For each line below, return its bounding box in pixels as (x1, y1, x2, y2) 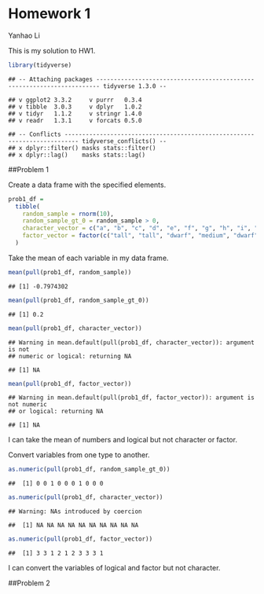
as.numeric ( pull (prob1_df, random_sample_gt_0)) (8, 465, 170, 474)
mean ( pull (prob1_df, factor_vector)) (8, 379, 132, 387)
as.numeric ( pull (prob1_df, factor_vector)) (8, 535, 153, 543)
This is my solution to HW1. (8, 46, 96, 55)
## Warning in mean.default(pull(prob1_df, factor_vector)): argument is (8, 394, 255, 401)
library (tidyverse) (8, 60, 72, 69)
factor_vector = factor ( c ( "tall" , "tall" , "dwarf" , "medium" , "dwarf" (22, 232, 258, 240)
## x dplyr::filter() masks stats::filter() (8, 144, 156, 152)
